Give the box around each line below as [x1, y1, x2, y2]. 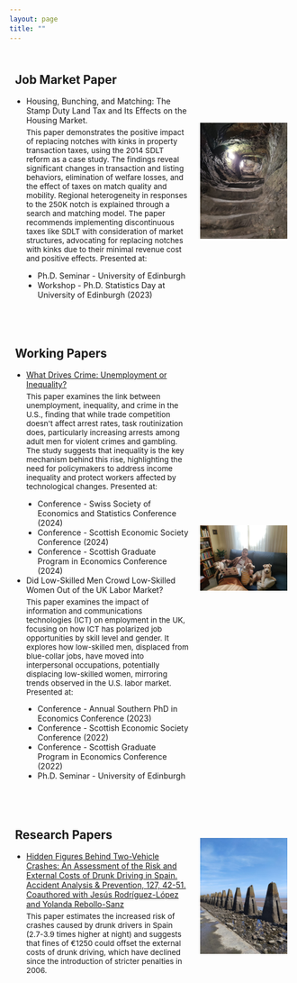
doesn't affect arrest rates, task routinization [26, 419, 184, 429]
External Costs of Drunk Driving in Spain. [26, 869, 178, 880]
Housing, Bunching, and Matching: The [26, 96, 171, 107]
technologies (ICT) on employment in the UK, [26, 614, 186, 625]
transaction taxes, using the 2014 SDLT [26, 145, 165, 156]
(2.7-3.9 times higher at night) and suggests [26, 929, 182, 939]
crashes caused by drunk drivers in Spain [26, 920, 174, 930]
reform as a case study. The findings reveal [26, 154, 180, 165]
